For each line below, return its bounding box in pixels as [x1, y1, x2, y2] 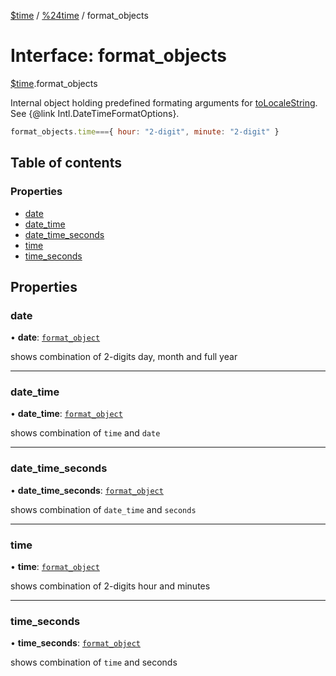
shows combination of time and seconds [10, 656, 178, 669]
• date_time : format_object [10, 408, 123, 420]
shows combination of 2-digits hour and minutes [10, 580, 211, 592]
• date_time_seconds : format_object [10, 484, 164, 496]
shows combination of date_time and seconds [10, 503, 197, 515]
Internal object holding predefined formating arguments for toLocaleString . [10, 96, 318, 109]
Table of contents [10, 155, 122, 172]
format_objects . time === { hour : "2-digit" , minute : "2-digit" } [10, 126, 280, 137]
